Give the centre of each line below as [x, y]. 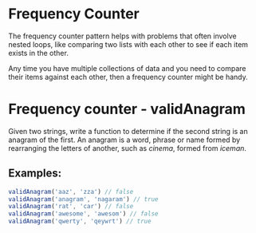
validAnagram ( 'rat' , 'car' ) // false [71, 207]
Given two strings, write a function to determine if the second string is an [128, 131]
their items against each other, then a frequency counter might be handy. [128, 77]
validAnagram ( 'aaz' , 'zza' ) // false [71, 192]
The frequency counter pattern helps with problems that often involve [122, 36]
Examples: [35, 174]
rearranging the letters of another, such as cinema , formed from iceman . [128, 148]
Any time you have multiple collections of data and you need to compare [127, 68]
